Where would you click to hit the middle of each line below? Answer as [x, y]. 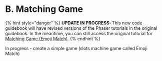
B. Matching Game [44, 9]
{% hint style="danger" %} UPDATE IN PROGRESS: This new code [74, 23]
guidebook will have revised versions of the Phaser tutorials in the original [81, 28]
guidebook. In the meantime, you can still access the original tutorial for [79, 33]
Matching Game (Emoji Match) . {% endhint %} [53, 39]
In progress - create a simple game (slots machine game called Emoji [76, 48]
